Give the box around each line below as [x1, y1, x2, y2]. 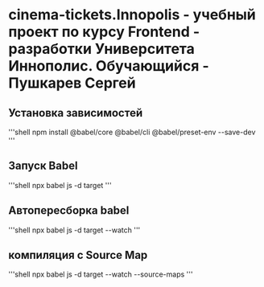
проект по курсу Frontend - [8, 23, 200, 41]
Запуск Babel [8, 159, 78, 173]
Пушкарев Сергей [8, 74, 136, 92]
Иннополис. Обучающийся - [8, 57, 209, 76]
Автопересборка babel [8, 203, 130, 218]
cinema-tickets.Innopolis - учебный [8, 6, 256, 24]
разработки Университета [8, 40, 196, 58]
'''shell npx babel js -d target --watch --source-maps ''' [8, 269, 193, 279]
